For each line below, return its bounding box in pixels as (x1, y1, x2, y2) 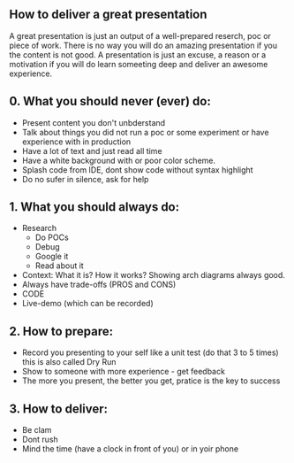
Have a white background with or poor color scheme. (21, 155, 216, 166)
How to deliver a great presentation (9, 7, 207, 22)
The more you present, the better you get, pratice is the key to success (21, 375, 281, 386)
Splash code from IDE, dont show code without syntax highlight (21, 164, 253, 175)
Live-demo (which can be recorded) (21, 298, 154, 309)
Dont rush (21, 434, 59, 445)
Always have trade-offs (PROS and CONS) (21, 279, 177, 290)
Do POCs (34, 232, 69, 243)
